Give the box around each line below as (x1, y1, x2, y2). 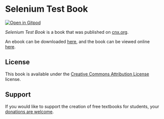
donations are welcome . (5, 109, 54, 115)
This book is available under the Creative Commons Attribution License (5, 71, 149, 77)
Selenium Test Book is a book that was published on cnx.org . (5, 29, 129, 35)
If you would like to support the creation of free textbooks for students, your (5, 103, 159, 109)
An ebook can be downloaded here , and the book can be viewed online (5, 38, 150, 45)
